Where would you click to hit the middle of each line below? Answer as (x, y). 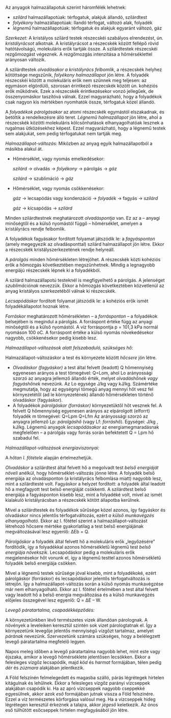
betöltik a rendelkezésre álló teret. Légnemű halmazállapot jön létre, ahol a (83, 117)
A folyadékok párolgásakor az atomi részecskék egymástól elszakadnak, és (85, 112)
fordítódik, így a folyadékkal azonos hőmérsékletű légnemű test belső (78, 547)
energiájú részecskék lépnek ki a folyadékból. (53, 270)
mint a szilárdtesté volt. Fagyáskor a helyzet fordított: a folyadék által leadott (85, 484)
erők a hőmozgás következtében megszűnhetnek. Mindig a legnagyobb (80, 265)
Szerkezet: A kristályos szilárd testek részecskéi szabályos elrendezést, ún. (84, 38)
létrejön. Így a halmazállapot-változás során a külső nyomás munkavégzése (84, 584)
